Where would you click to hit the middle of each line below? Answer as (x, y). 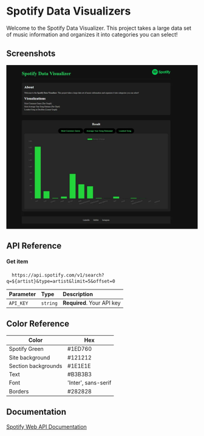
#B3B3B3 (80, 375)
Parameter (22, 294)
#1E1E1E (79, 365)
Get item (17, 261)
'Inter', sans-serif (90, 383)
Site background (29, 358)
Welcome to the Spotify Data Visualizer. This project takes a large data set (99, 28)
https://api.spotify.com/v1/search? (58, 275)
